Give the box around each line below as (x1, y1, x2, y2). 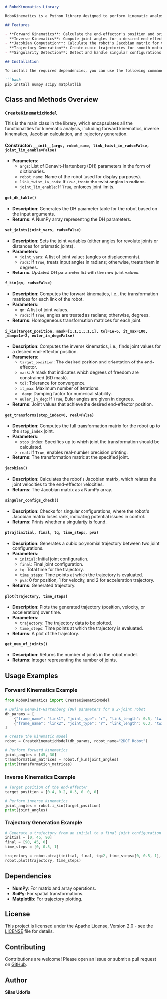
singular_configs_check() (5, 498, 59, 503)
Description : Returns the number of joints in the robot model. (12, 652, 138, 658)
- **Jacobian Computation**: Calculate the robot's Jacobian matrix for (5, 41, 159, 46)
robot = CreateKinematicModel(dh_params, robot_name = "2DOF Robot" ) (5, 739, 148, 744)
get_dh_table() (5, 195, 37, 200)
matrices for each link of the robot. (12, 296, 83, 302)
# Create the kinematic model (5, 734, 68, 739)
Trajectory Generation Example (5, 819, 82, 826)
